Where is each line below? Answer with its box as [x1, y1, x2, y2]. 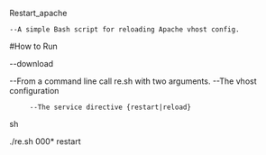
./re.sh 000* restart [9, 136, 81, 147]
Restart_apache [9, 8, 68, 18]
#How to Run [9, 41, 59, 51]
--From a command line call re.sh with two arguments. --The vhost [9, 76, 257, 87]
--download [9, 59, 54, 68]
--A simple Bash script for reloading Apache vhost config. [9, 25, 241, 34]
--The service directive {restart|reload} [29, 103, 192, 112]
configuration [9, 86, 60, 96]
